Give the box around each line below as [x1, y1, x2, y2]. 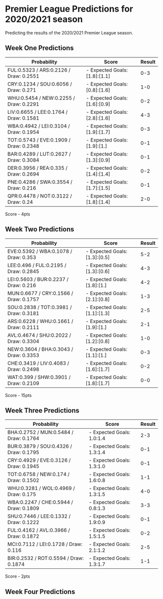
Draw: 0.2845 [7, 268, 40, 274]
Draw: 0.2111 [7, 324, 40, 330]
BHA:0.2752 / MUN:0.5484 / [7, 429, 74, 436]
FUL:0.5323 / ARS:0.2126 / [7, 67, 71, 73]
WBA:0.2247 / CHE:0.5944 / [7, 499, 73, 506]
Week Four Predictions [5, 587, 75, 596]
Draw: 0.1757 [7, 296, 40, 303]
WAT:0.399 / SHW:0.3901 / [7, 374, 71, 381]
